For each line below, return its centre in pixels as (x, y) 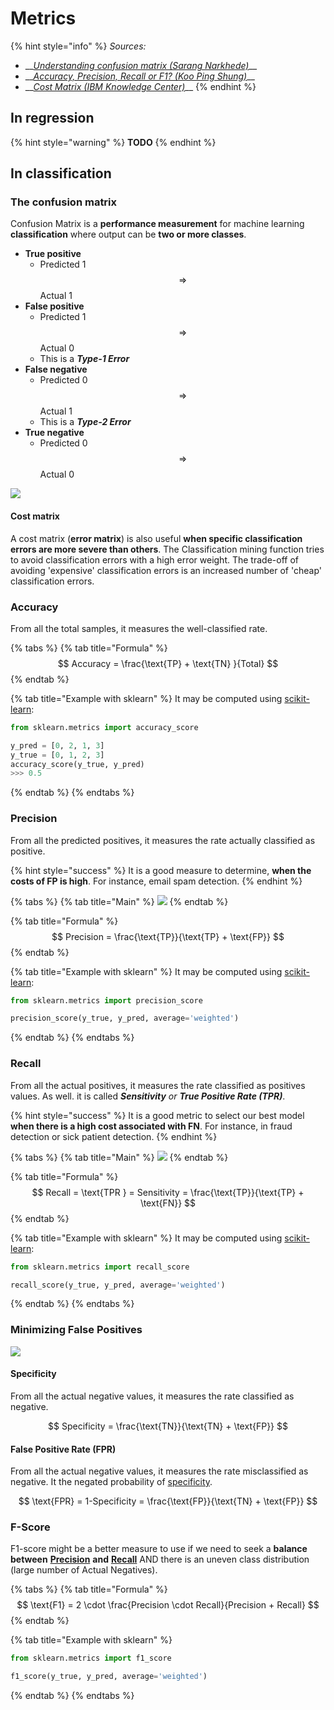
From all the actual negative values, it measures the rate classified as (152, 1396)
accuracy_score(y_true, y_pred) (77, 764)
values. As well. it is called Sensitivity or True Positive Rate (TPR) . (148, 1096)
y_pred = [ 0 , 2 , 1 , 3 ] (57, 745)
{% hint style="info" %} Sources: (78, 46)
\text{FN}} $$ (168, 1203)
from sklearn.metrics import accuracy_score (104, 727)
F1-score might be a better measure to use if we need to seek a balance (159, 1549)
